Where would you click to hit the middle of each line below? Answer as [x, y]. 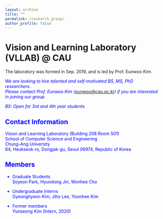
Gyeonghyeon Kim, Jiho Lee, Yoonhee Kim [55, 196]
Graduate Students [31, 176]
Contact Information [37, 122]
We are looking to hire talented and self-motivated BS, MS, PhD [69, 81]
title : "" [15, 14]
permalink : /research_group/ [35, 19]
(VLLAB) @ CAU [38, 58]
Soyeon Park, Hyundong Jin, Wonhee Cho [55, 182]
